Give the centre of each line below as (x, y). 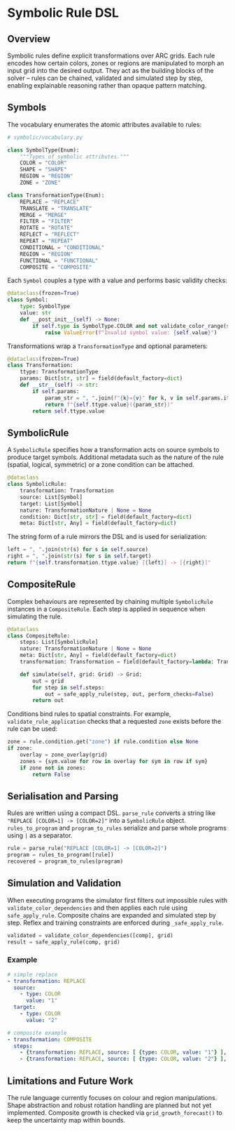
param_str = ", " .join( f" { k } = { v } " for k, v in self (121, 398)
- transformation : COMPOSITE (50, 1039)
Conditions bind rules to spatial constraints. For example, (89, 714)
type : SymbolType (45, 307)
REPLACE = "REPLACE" (50, 201)
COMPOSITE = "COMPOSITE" (56, 267)
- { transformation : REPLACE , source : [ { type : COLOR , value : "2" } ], (123, 1059)
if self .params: (56, 391)
